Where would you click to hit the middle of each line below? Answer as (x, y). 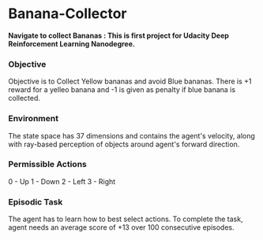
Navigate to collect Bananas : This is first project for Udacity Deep (118, 35)
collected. (24, 98)
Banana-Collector (68, 14)
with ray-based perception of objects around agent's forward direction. (124, 144)
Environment (34, 119)
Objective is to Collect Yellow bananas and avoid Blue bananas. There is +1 (130, 81)
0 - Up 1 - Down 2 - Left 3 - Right (62, 181)
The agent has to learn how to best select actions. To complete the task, (126, 219)
